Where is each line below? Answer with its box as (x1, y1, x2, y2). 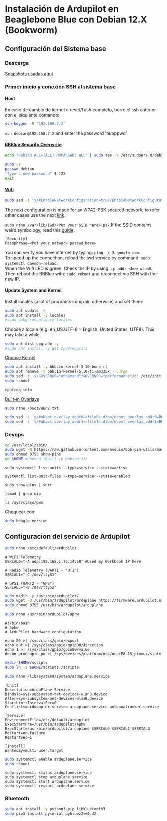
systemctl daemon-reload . (5, 260, 58, 266)
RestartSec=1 (5, 735, 32, 740)
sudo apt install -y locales (5, 313, 66, 318)
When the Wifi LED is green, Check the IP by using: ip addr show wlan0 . (5, 265, 153, 271)
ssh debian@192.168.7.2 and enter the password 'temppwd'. (5, 130, 128, 136)
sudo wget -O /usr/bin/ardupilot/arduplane (5, 598, 97, 603)
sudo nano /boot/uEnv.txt (5, 406, 59, 411)
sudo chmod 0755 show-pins (5, 452, 61, 457)
